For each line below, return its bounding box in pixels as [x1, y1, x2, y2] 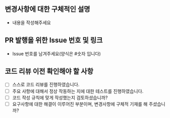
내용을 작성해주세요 [12, 19, 51, 26]
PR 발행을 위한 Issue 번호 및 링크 [5, 36, 103, 45]
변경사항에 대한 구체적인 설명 [5, 5, 91, 14]
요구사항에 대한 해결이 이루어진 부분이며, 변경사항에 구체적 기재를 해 [12, 101, 148, 107]
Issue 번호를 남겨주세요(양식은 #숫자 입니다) [12, 50, 101, 56]
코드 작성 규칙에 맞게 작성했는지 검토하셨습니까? [12, 94, 108, 101]
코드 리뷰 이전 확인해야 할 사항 [5, 67, 94, 76]
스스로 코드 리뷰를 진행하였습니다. [12, 82, 80, 88]
